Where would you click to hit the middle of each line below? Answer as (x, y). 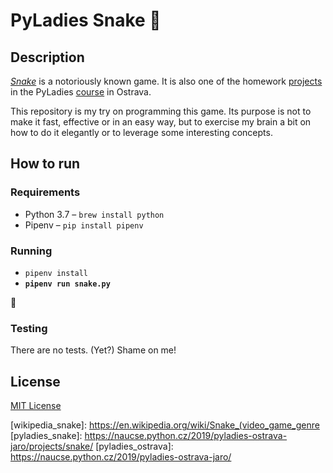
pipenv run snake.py (67, 284)
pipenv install (56, 273)
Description (47, 57)
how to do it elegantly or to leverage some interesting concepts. (141, 132)
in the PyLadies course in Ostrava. (81, 92)
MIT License (36, 406)
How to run (45, 164)
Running (31, 251)
